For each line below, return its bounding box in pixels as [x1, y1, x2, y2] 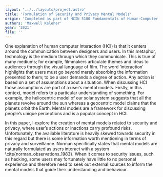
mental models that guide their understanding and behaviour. [5, 167, 128, 172]
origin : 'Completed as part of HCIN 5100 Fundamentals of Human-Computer [5, 16, 159, 21]
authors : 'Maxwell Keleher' [5, 20, 62, 26]
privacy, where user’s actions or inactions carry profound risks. [5, 125, 132, 131]
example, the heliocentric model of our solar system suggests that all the [5, 95, 151, 100]
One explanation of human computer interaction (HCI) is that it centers [5, 43, 146, 49]
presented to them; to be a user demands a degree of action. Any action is [5, 74, 155, 80]
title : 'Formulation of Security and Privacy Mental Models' [5, 12, 132, 17]
